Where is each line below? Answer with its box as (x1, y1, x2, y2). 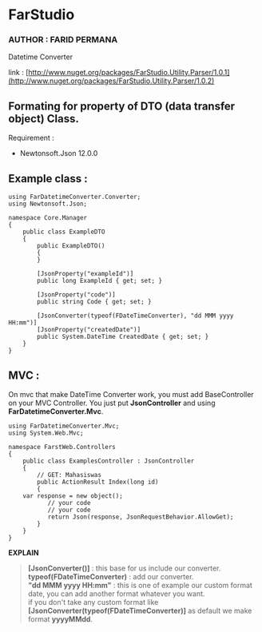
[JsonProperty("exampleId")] (37, 270, 134, 278)
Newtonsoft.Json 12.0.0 (19, 149, 98, 158)
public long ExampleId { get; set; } (37, 277, 162, 285)
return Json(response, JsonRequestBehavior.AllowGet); (47, 513, 234, 521)
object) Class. (8, 112, 80, 125)
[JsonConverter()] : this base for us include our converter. (27, 563, 221, 573)
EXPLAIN (8, 547, 39, 557)
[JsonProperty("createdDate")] (37, 326, 141, 334)
